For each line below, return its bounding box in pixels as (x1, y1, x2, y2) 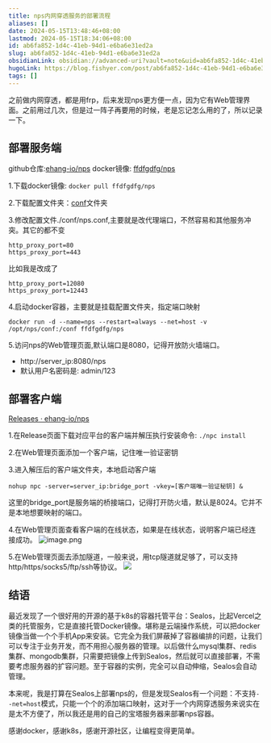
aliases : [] (8, 19, 48, 27)
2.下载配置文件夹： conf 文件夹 (8, 198, 108, 208)
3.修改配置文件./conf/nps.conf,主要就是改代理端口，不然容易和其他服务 (8, 215, 244, 225)
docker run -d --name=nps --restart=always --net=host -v (8, 318, 207, 327)
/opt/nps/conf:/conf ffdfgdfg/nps (8, 325, 125, 333)
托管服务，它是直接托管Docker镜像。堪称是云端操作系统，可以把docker (22, 621, 261, 631)
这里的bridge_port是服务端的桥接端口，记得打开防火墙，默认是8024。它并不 (8, 498, 263, 507)
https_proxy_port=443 (8, 248, 81, 257)
